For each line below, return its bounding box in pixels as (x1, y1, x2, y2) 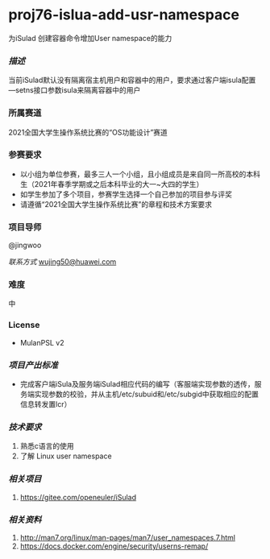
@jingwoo (8, 240, 42, 251)
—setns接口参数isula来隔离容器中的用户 (8, 85, 141, 95)
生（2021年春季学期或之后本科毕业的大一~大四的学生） (19, 179, 204, 188)
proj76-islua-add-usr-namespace (8, 6, 240, 24)
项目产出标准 (8, 359, 59, 371)
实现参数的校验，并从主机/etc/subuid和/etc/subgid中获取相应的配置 (34, 389, 260, 400)
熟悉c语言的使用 (19, 441, 74, 451)
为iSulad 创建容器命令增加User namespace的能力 (8, 33, 172, 43)
